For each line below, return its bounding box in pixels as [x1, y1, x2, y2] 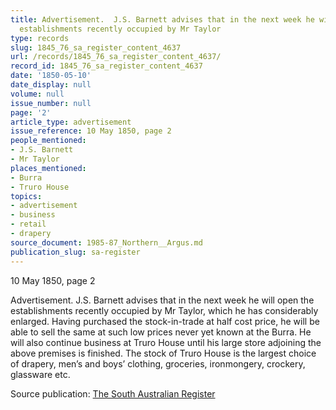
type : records [10, 33, 70, 43]
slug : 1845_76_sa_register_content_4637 [10, 42, 182, 53]
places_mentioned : [10, 163, 87, 173]
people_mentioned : [10, 136, 87, 146]
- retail [10, 219, 47, 230]
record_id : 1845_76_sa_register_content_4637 [10, 61, 203, 71]
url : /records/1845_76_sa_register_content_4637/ [10, 52, 222, 62]
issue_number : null [10, 98, 92, 108]
